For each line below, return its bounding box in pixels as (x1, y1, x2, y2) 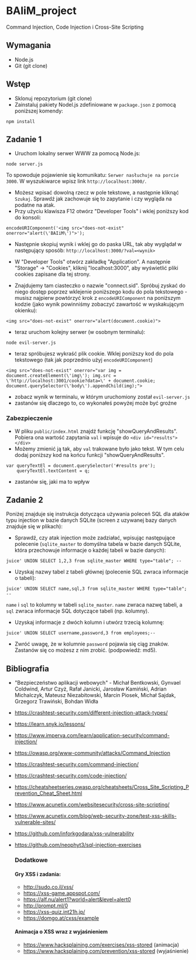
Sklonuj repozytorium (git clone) (14, 95, 92, 102)
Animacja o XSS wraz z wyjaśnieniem (14, 928, 108, 935)
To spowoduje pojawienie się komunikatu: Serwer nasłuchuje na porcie (6, 172, 179, 179)
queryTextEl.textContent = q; (16, 467, 91, 474)
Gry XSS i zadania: (14, 870, 61, 877)
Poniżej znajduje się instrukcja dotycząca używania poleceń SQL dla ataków (6, 511, 190, 518)
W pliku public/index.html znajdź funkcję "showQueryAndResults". (14, 428, 177, 435)
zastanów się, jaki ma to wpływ (14, 478, 90, 485)
